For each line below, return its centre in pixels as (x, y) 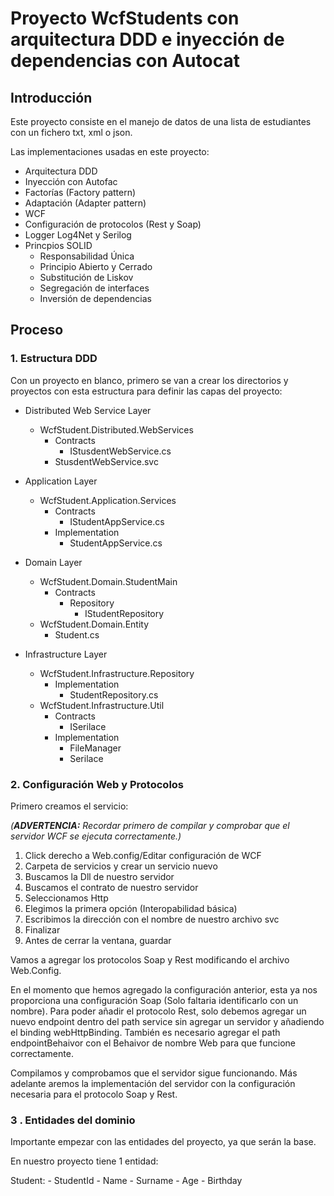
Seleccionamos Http (66, 898)
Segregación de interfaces (94, 288)
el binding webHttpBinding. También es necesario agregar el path (145, 1032)
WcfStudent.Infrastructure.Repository (117, 673)
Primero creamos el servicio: (69, 806)
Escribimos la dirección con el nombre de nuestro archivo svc (152, 919)
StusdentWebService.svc (106, 461)
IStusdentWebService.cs (120, 451)
